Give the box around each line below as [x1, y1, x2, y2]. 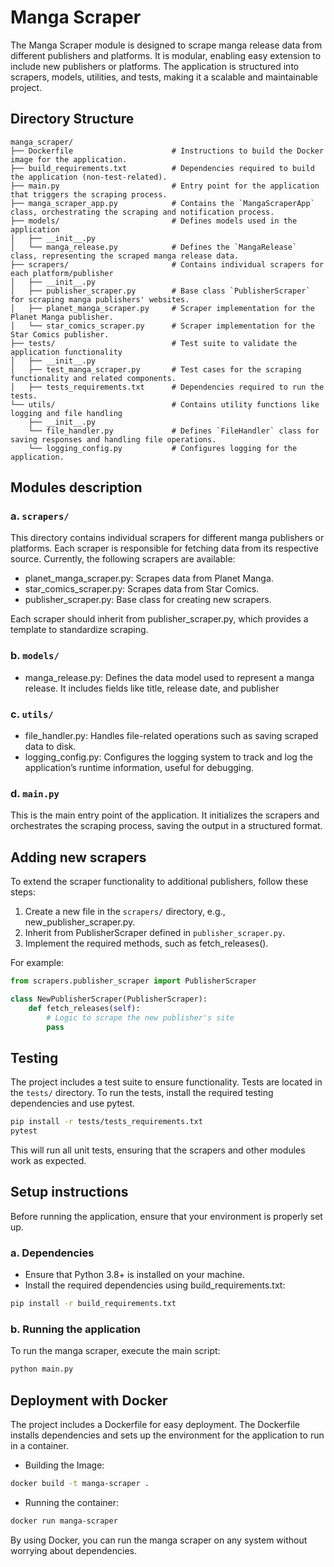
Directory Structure [10, 111, 135, 128]
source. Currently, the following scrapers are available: [10, 553, 236, 565]
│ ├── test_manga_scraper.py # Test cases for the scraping [10, 364, 302, 375]
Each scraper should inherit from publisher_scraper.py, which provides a [10, 613, 309, 625]
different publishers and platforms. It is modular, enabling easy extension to [10, 49, 322, 61]
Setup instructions [10, 1184, 129, 1201]
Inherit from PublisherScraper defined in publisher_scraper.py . [24, 927, 286, 939]
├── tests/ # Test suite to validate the [10, 338, 298, 348]
